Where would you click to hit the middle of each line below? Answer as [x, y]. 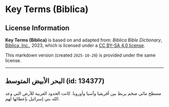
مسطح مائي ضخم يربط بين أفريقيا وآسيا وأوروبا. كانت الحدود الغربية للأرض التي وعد [83, 93]
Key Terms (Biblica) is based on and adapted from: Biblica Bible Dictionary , [84, 40]
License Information [37, 28]
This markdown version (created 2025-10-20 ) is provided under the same [80, 55]
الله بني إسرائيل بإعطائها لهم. [32, 98]
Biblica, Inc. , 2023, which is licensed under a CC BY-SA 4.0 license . [75, 45]
